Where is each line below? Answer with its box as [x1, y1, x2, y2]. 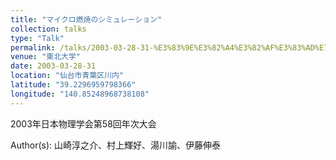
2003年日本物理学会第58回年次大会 [10, 117, 157, 130]
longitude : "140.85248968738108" [10, 89, 150, 99]
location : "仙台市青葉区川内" [10, 71, 125, 81]
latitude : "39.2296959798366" [10, 80, 137, 90]
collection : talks [10, 24, 87, 34]
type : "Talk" [10, 33, 65, 43]
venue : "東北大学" [10, 52, 82, 62]
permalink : [10, 42, 56, 53]
